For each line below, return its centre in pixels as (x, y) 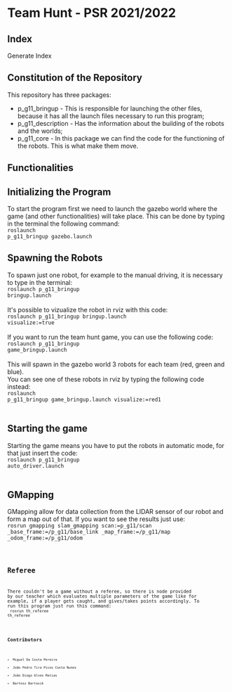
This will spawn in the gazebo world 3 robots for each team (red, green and (116, 364)
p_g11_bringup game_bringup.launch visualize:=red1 (84, 399)
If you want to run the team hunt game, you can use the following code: (110, 337)
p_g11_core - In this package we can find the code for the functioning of (121, 138)
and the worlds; (40, 131)
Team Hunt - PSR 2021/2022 (92, 13)
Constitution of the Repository (75, 78)
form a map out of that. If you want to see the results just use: (96, 519)
